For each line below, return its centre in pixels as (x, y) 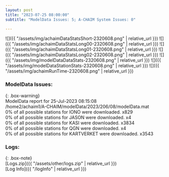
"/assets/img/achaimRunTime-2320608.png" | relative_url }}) (69, 71)
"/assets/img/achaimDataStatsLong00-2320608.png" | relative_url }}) (85, 44)
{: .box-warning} (22, 96)
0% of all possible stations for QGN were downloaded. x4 (66, 128)
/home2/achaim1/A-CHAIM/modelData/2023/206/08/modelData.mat (77, 106)
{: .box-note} (19, 158)
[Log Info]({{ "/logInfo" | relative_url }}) (46, 169)
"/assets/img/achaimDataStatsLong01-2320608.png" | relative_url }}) (85, 50)
